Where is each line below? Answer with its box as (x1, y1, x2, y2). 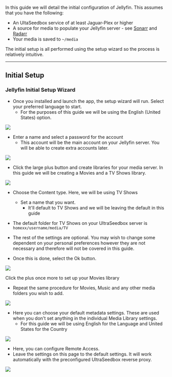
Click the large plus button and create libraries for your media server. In (12, 164, 163, 171)
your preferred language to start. (12, 103, 82, 110)
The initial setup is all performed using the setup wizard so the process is (5, 46, 160, 52)
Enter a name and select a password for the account (12, 134, 123, 140)
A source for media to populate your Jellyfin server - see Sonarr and (12, 25, 157, 31)
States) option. (20, 114, 52, 120)
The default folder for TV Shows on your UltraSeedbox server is (12, 220, 147, 226)
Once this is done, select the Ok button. (12, 255, 97, 261)
